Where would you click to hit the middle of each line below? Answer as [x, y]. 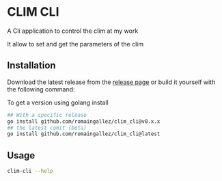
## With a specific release [47, 115]
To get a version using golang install [58, 102]
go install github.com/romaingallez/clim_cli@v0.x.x [84, 121]
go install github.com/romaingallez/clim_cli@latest [84, 134]
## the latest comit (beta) [47, 128]
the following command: [41, 89]
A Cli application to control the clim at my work [73, 31]
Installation [31, 66]
